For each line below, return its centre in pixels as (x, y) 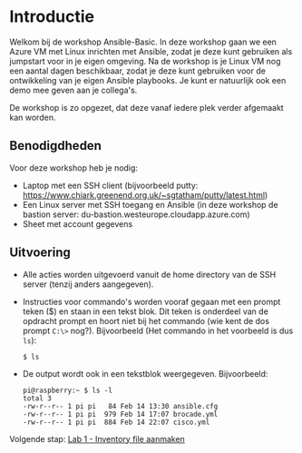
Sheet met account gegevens (78, 223)
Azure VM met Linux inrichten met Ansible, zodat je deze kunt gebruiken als (151, 51)
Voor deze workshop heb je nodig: (74, 167)
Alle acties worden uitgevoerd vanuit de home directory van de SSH (149, 274)
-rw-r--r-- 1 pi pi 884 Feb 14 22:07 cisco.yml (116, 422)
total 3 (37, 398)
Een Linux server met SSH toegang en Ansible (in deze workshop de (150, 204)
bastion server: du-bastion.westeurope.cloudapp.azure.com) (136, 214)
